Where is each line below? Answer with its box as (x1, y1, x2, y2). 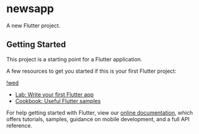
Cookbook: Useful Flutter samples (15, 97, 101, 104)
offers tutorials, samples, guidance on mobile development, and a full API (6, 115, 190, 122)
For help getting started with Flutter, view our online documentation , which (6, 109, 194, 116)
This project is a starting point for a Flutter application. (6, 55, 142, 62)
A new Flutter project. (6, 22, 61, 29)
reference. (6, 122, 32, 129)
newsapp (6, 2, 54, 16)
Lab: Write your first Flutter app (15, 90, 94, 98)
